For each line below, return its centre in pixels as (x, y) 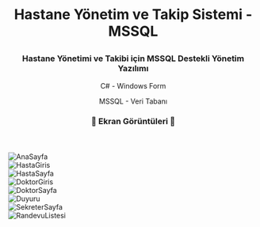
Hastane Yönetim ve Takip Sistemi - (133, 15)
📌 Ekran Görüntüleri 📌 (133, 122)
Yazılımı (133, 69)
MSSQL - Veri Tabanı (133, 101)
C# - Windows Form (133, 85)
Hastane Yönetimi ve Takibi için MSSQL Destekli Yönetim (133, 59)
